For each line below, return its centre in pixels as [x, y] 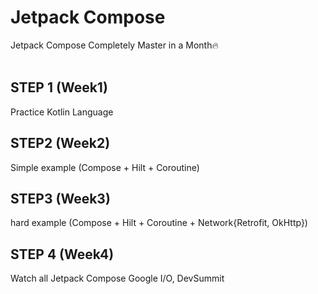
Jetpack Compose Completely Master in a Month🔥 [114, 45]
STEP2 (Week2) [60, 143]
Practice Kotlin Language [62, 112]
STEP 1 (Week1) [59, 87]
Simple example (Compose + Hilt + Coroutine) [105, 167]
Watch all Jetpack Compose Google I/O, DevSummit [117, 278]
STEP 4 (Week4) [62, 254]
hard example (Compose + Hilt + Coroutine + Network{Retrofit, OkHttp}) [159, 223]
